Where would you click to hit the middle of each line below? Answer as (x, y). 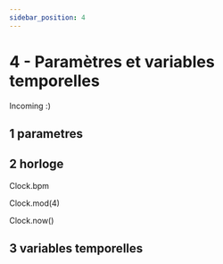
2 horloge (37, 164)
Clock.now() (32, 220)
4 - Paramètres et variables (112, 61)
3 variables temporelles (76, 248)
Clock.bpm (29, 185)
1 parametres (46, 134)
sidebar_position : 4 (48, 17)
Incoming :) (30, 106)
